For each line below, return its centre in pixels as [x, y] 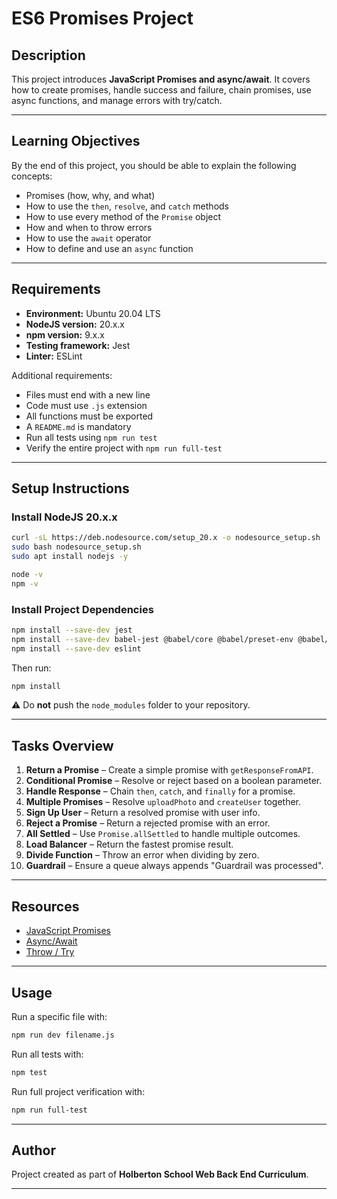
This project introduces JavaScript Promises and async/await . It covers [161, 79]
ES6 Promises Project [102, 18]
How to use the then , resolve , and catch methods [127, 206]
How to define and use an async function [109, 248]
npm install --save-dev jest [72, 630]
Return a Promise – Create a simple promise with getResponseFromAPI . [169, 770]
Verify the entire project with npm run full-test [124, 448]
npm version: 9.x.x [65, 334]
